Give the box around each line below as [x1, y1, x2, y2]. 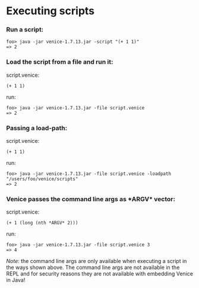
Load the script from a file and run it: [6, 58, 113, 66]
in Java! [6, 277, 26, 284]
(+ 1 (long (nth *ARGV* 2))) [6, 220, 78, 226]
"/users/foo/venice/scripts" [6, 176, 78, 182]
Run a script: [6, 26, 44, 34]
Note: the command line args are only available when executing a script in [6, 258, 187, 265]
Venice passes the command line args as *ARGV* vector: [6, 195, 175, 203]
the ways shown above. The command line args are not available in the [6, 264, 180, 271]
